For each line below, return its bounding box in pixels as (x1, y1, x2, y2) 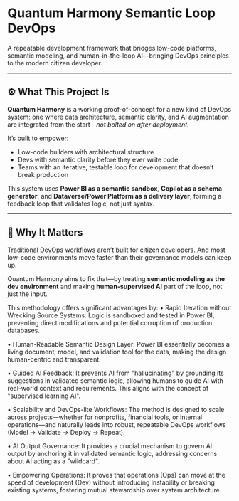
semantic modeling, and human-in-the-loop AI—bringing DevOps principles (7, 51, 229, 60)
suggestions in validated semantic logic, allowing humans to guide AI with (7, 376, 224, 385)
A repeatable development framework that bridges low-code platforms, (7, 43, 217, 52)
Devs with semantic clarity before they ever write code (17, 155, 179, 164)
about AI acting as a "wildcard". (7, 457, 100, 465)
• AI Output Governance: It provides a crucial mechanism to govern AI (7, 441, 213, 450)
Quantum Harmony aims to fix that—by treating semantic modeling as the (7, 274, 225, 283)
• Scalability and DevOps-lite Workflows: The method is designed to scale (7, 405, 225, 413)
